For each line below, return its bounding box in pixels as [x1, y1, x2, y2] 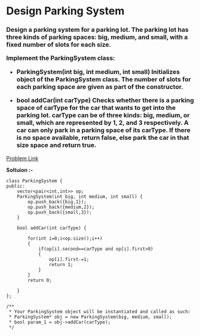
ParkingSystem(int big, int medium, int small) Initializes [16, 68, 180, 76]
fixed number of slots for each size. [6, 41, 112, 49]
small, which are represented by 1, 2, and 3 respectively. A [16, 118, 189, 127]
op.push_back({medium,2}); [27, 204, 95, 210]
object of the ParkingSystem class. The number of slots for [16, 75, 191, 83]
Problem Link [6, 154, 39, 162]
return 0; [27, 277, 52, 283]
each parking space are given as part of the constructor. [16, 83, 184, 91]
